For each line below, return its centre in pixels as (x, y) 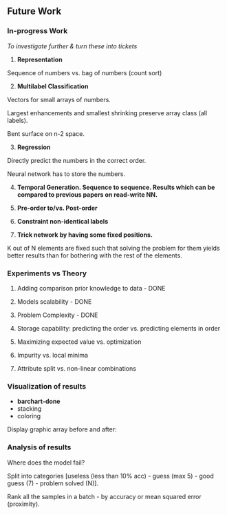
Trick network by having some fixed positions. (85, 235)
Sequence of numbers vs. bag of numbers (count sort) (85, 72)
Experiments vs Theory (47, 273)
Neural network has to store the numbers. (66, 174)
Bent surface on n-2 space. (46, 133)
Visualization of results (47, 386)
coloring (29, 416)
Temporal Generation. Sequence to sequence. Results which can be (116, 187)
